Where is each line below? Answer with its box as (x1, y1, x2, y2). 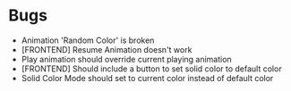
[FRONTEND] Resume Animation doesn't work (21, 44, 193, 54)
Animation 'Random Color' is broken (21, 35, 155, 45)
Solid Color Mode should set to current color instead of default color (21, 72, 274, 83)
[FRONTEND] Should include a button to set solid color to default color (21, 63, 283, 74)
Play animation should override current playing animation (21, 54, 232, 64)
